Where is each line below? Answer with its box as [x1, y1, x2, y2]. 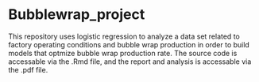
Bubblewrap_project [8, 6, 145, 24]
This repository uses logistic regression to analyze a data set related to [8, 32, 240, 41]
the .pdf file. [8, 65, 48, 74]
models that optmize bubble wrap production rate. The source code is [8, 48, 238, 58]
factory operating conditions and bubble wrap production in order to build [8, 39, 250, 49]
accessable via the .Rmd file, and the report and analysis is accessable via [8, 57, 252, 66]
